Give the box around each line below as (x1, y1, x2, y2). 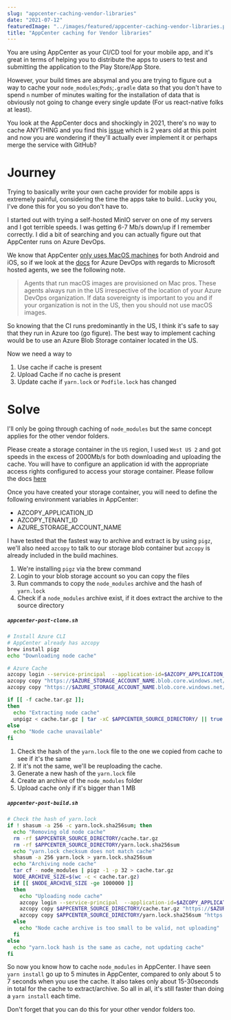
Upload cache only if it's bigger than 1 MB (16, 784, 136, 793)
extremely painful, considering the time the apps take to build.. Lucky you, (7, 195, 217, 203)
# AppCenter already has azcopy (7, 639, 100, 646)
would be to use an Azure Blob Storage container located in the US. (7, 336, 199, 345)
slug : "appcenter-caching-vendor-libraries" (7, 10, 137, 17)
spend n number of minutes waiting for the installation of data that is (7, 91, 201, 99)
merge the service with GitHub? (7, 141, 97, 149)
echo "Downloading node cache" (7, 652, 97, 659)
